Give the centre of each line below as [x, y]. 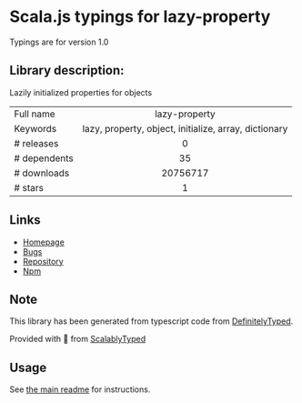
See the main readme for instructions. [80, 389]
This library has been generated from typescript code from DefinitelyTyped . [151, 321]
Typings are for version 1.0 [59, 42]
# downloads [42, 173]
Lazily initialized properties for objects [81, 92]
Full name [35, 114]
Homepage [44, 242]
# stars [29, 187]
